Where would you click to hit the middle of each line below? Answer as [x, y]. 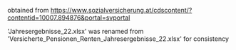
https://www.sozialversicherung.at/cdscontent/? [121, 10]
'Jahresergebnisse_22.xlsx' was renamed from [76, 31]
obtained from [28, 10]
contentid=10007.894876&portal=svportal [69, 18]
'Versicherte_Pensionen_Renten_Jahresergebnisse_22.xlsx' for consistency [118, 39]
